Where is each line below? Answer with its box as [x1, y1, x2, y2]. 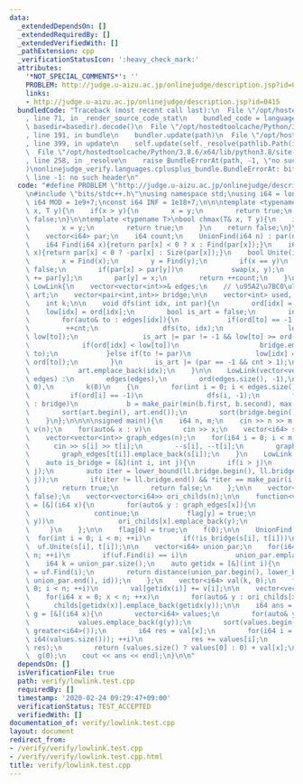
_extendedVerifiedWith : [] [17, 38, 119, 48]
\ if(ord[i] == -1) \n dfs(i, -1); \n [25, 391, 260, 400]
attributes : [17, 64, 63, 73]
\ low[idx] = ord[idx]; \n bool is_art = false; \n [25, 307, 256, 316]
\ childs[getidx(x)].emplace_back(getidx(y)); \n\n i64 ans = [25, 602, 293, 611]
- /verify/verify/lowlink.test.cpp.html [9, 751, 164, 761]
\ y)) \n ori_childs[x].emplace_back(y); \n [25, 517, 248, 527]
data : [9, 13, 30, 23]
